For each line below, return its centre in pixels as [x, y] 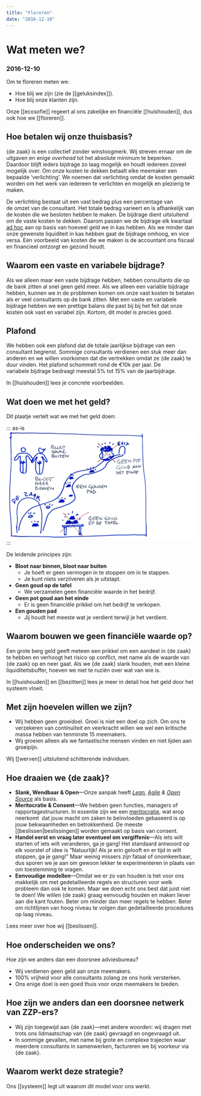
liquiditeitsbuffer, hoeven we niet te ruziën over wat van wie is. [83, 670]
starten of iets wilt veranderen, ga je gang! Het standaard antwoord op [102, 844]
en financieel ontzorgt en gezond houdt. [56, 246]
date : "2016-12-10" [31, 19]
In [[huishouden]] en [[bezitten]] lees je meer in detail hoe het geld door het [100, 681]
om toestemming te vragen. [49, 870]
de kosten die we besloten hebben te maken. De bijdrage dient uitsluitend [97, 214]
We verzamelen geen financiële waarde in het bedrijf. [90, 591]
